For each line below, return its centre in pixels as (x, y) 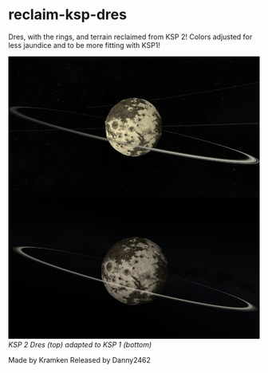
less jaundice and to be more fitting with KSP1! (85, 45)
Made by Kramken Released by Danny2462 (80, 360)
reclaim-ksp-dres (68, 15)
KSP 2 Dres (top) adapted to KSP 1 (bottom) (80, 345)
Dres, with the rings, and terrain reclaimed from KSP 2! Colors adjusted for (130, 37)
